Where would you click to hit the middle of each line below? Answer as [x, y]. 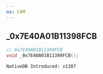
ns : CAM [16, 12]
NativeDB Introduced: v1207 [41, 67]
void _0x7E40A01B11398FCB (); [43, 56]
